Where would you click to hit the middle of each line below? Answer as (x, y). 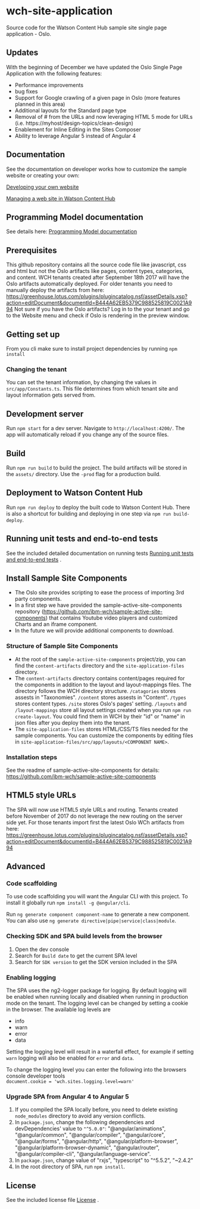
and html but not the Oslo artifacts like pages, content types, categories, (95, 271)
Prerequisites (32, 250)
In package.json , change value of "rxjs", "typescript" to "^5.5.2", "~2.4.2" (104, 1161)
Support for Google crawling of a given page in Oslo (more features (97, 97)
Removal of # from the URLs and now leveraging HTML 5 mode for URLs (104, 116)
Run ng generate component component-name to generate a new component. (98, 915)
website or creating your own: (43, 175)
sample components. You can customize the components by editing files (104, 735)
